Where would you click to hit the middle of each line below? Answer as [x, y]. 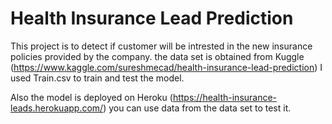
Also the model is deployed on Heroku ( [91, 97]
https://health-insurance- [225, 97]
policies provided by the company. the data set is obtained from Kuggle [157, 56]
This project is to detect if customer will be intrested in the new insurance [161, 46]
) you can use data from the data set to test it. [197, 108]
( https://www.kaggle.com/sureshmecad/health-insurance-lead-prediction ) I [166, 67]
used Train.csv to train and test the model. [97, 78]
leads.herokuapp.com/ [57, 108]
